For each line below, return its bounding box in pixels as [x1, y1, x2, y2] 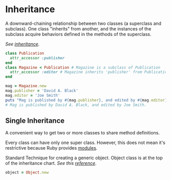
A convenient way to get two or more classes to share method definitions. [5, 130, 160, 136]
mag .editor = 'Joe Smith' [5, 93, 60, 98]
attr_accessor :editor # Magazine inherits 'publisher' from [10, 69, 142, 75]
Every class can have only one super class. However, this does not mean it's [5, 139, 165, 146]
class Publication [5, 51, 44, 56]
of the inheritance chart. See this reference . [5, 160, 97, 166]
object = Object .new [5, 170, 49, 175]
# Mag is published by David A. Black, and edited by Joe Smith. [5, 102, 147, 107]
